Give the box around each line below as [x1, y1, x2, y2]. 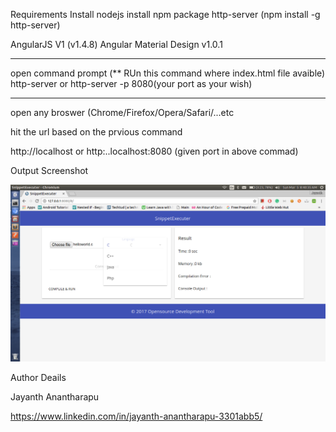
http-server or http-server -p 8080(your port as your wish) [10, 78, 253, 89]
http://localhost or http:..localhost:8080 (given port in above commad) [10, 145, 299, 157]
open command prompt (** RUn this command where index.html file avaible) [10, 67, 326, 79]
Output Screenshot [10, 165, 89, 176]
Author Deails [10, 372, 67, 383]
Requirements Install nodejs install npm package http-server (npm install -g [10, 9, 321, 20]
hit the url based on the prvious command [10, 126, 183, 138]
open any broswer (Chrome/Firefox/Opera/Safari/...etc [10, 107, 235, 118]
